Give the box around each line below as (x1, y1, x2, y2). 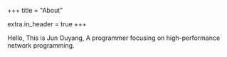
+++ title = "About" (7, 6, 63, 14)
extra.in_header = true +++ (7, 20, 87, 28)
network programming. (7, 41, 75, 49)
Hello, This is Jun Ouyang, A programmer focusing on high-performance (7, 33, 221, 42)
